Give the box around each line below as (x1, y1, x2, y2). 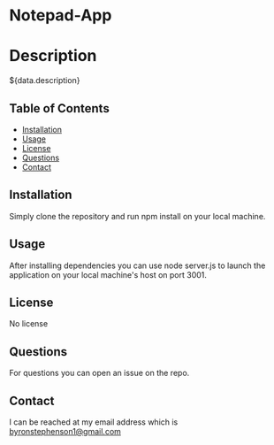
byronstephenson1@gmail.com (9, 426, 122, 436)
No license (9, 318, 49, 329)
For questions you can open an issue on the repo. (9, 368, 190, 379)
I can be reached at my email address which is (9, 417, 179, 427)
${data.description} (9, 75, 80, 86)
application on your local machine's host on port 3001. (9, 269, 208, 280)
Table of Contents (9, 101, 110, 116)
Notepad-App (9, 5, 112, 26)
